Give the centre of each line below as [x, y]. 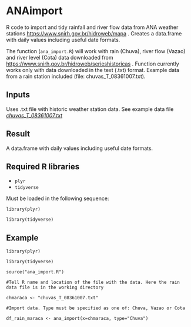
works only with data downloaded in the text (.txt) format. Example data [93, 70]
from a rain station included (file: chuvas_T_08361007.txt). [76, 76]
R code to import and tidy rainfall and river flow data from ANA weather [92, 27]
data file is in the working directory [55, 287]
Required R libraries [43, 166]
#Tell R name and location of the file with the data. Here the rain [93, 282]
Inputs [18, 95]
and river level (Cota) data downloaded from [60, 57]
